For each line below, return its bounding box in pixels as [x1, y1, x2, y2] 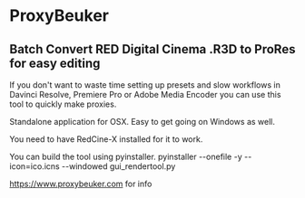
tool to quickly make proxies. [9, 99, 117, 109]
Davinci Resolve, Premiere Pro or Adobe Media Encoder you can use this [9, 90, 281, 99]
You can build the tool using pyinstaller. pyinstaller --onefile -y [9, 151, 242, 162]
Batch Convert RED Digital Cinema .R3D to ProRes [9, 42, 296, 57]
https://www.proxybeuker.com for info [9, 178, 152, 189]
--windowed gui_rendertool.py [62, 161, 176, 172]
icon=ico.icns [9, 161, 61, 172]
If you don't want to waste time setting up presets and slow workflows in [9, 80, 281, 90]
